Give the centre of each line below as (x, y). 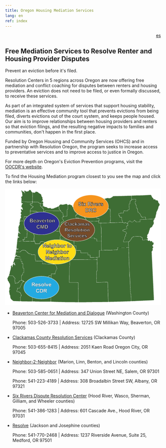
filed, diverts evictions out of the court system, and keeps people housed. (80, 116)
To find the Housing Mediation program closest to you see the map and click (83, 177)
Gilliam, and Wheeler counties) (43, 401)
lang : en (14, 16)
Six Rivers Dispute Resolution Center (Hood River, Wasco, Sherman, (81, 396)
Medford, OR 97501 (32, 440)
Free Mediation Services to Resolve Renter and (79, 51)
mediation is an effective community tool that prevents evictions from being (82, 111)
